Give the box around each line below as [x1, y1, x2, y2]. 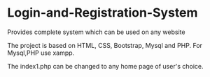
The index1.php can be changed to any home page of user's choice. [7, 62, 204, 70]
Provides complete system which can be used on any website [7, 28, 185, 36]
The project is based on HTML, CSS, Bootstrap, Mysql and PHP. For [7, 41, 203, 49]
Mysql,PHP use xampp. [7, 49, 75, 57]
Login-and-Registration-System [7, 5, 198, 21]
